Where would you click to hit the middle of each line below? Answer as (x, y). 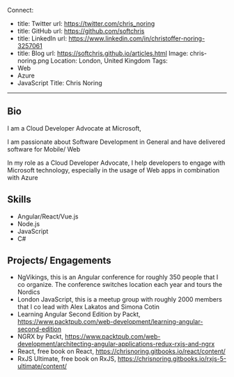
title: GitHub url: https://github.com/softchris (81, 31)
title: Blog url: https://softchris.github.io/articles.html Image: (103, 53)
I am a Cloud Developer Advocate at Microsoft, (74, 128)
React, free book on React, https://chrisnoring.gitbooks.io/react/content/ (122, 351)
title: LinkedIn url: (42, 38)
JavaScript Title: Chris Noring (60, 83)
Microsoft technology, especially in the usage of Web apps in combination (114, 170)
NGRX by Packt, (40, 337)
